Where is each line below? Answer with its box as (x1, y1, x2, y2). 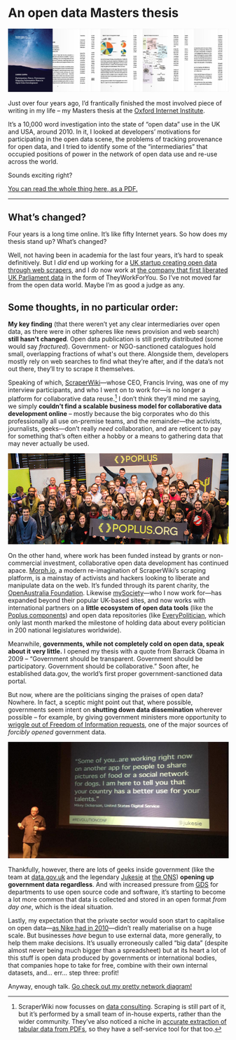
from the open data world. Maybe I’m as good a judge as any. (8, 281, 185, 290)
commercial (8, 559, 42, 567)
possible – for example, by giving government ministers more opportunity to (8, 713, 227, 722)
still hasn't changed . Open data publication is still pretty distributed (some (8, 335, 223, 344)
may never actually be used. (8, 439, 90, 448)
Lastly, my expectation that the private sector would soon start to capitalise (8, 916, 225, 925)
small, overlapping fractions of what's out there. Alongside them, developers (8, 350, 229, 358)
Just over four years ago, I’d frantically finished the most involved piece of (8, 98, 223, 107)
